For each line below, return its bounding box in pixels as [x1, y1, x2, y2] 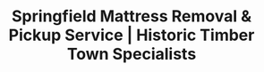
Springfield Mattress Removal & [11, 6, 252, 27]
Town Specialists [66, 44, 197, 64]
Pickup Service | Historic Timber [8, 25, 255, 45]
